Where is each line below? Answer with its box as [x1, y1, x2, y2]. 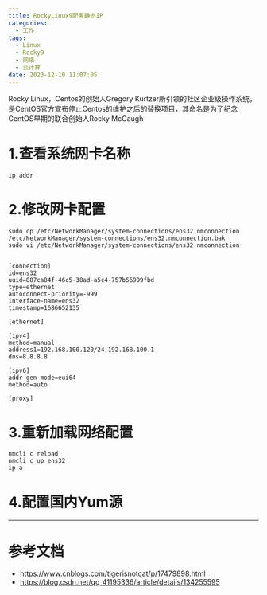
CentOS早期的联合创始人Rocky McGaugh [8, 113, 144, 123]
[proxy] [8, 394, 34, 402]
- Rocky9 [15, 49, 44, 57]
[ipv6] [8, 366, 30, 374]
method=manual [8, 339, 56, 346]
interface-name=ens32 [8, 296, 80, 305]
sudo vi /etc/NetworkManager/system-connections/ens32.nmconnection [8, 241, 240, 249]
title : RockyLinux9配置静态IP [8, 11, 103, 20]
